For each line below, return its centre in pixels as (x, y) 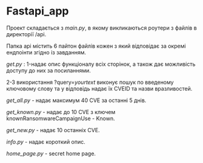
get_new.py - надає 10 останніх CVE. (53, 130)
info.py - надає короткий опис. (46, 142)
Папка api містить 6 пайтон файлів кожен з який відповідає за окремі (96, 46)
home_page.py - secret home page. (51, 153)
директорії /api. (26, 34)
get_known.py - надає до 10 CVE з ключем (61, 112)
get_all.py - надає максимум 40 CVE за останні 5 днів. (76, 100)
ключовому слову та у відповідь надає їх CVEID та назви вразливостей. (99, 88)
